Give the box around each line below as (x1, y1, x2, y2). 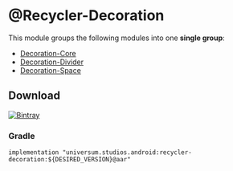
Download (8, 89, 60, 103)
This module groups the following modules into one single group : (8, 33, 225, 43)
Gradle (8, 130, 35, 141)
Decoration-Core (19, 48, 76, 58)
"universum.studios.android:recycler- (62, 149, 193, 157)
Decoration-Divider (19, 57, 84, 67)
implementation (8, 149, 59, 157)
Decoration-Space (19, 65, 82, 75)
